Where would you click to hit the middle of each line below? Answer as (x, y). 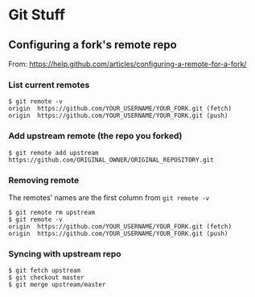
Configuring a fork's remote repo (93, 45)
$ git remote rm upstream (51, 212)
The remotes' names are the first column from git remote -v (109, 197)
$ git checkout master (46, 278)
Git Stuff (37, 15)
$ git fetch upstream (45, 271)
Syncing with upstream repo (65, 253)
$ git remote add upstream (53, 153)
